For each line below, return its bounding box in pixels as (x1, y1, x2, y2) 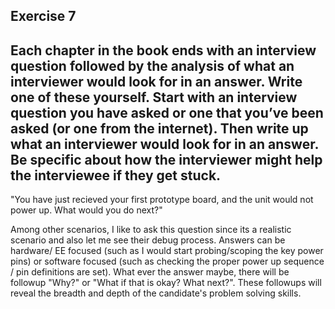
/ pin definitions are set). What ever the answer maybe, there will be (10, 266, 290, 278)
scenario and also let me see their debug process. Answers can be (10, 234, 286, 246)
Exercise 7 (10, 8, 77, 25)
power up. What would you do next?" (10, 204, 163, 216)
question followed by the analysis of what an (10, 57, 295, 74)
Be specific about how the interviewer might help (10, 151, 323, 168)
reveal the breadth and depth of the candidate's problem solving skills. (10, 287, 302, 299)
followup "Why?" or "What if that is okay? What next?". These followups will (10, 277, 322, 289)
